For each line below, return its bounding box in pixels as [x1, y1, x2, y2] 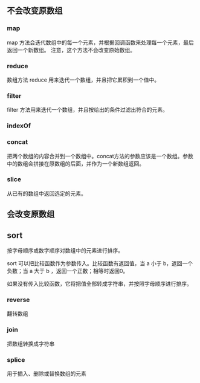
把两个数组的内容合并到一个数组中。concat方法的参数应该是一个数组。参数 [7, 152, 194, 159]
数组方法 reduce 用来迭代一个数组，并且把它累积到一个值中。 [7, 76, 160, 83]
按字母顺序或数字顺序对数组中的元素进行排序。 [7, 247, 123, 254]
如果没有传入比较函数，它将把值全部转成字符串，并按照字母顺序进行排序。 [7, 280, 192, 287]
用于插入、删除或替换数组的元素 [7, 370, 86, 377]
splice [7, 355, 25, 364]
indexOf [7, 121, 31, 130]
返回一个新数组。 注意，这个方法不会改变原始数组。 [7, 46, 135, 53]
